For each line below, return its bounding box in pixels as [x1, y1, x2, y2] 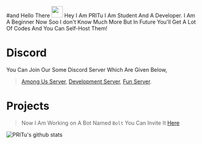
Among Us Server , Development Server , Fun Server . [21, 78, 152, 85]
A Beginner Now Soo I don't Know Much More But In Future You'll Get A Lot [6, 18, 197, 26]
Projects [6, 99, 50, 113]
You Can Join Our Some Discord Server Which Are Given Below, [6, 66, 168, 73]
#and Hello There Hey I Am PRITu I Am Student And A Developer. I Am [6, 12, 195, 19]
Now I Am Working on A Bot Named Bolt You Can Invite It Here [21, 119, 180, 126]
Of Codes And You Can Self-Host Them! [6, 25, 108, 32]
